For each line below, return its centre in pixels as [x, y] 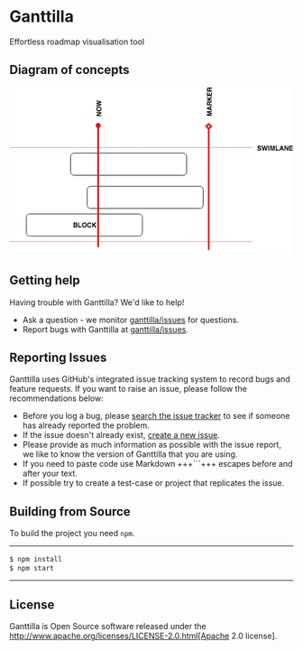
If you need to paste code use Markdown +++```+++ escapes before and [157, 464]
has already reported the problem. [86, 425]
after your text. [50, 474]
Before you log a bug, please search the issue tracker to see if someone [156, 416]
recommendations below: [56, 398]
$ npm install [36, 560]
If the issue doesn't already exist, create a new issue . [121, 435]
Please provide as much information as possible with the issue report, [152, 445]
